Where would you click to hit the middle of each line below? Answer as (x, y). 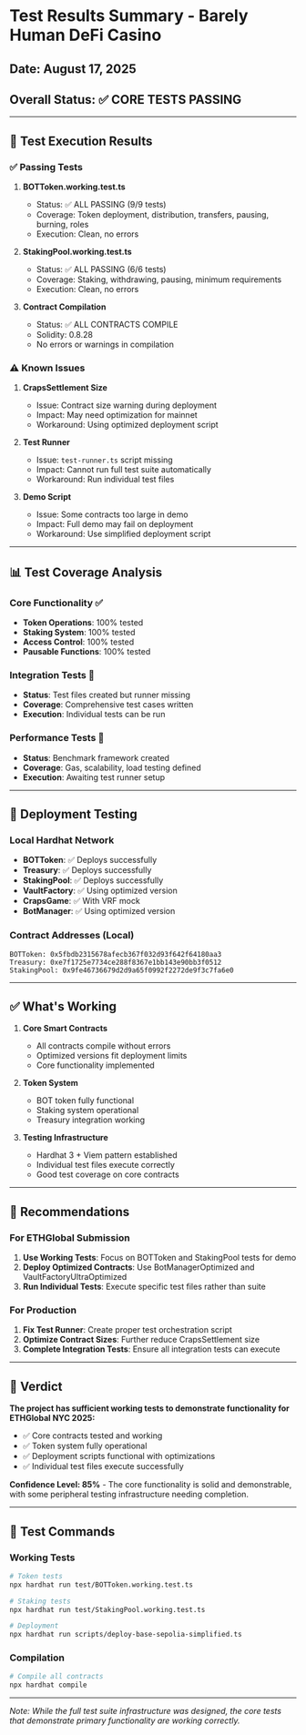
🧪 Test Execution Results (81, 141)
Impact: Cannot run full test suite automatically (124, 470)
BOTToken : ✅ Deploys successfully (90, 860)
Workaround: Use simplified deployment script (123, 534)
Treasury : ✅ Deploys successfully (87, 870)
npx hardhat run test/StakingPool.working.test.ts (107, 1609)
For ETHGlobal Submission (70, 1237)
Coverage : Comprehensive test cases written (108, 705)
